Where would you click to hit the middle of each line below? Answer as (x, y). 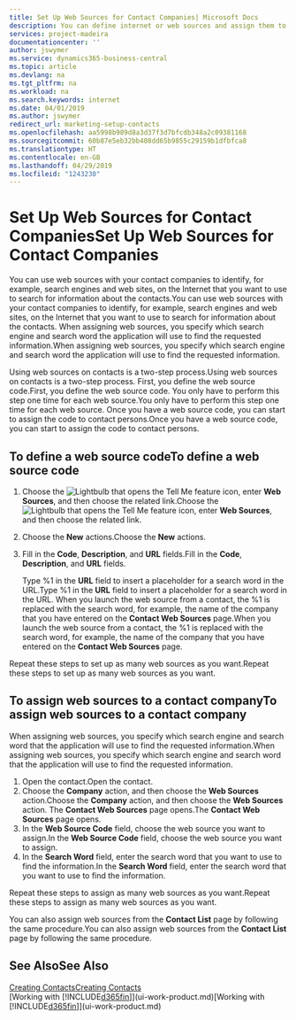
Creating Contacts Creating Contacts (75, 987)
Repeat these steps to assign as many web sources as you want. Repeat (140, 892)
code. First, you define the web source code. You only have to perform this (144, 391)
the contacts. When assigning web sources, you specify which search (137, 327)
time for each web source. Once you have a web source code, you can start (147, 410)
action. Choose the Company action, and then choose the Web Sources (152, 800)
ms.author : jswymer (45, 116)
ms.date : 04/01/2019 (47, 108)
